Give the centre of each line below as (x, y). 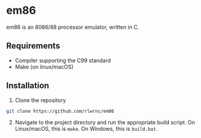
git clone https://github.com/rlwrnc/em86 (60, 111)
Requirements (33, 46)
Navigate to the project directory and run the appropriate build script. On (105, 122)
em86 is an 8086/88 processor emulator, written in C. (73, 27)
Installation (28, 85)
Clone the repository (40, 100)
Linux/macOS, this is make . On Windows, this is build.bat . (86, 129)
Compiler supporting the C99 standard (63, 60)
